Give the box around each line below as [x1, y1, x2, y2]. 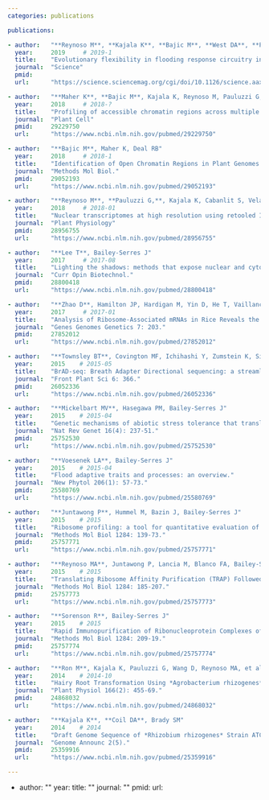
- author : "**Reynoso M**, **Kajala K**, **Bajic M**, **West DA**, [7, 41, 249, 49]
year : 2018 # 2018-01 [14, 204, 116, 212]
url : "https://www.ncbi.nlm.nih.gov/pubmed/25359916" [14, 753, 217, 761]
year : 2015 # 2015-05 [14, 360, 112, 368]
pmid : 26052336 [14, 382, 80, 390]
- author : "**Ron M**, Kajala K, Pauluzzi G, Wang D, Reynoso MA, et [7, 664, 252, 672]
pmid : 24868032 [14, 694, 80, 703]
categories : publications [7, 11, 94, 20]
